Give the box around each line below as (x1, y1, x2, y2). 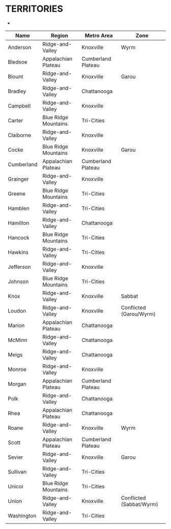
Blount (8, 73, 24, 80)
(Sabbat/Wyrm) (121, 500, 159, 508)
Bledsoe (8, 58, 27, 65)
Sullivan (8, 468, 27, 475)
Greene (8, 190, 26, 197)
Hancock (8, 234, 30, 241)
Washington (8, 512, 37, 519)
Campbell (8, 102, 31, 109)
